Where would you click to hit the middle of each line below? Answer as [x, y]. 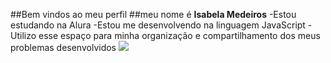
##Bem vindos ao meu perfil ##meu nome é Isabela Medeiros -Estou [153, 14]
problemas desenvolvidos [63, 47]
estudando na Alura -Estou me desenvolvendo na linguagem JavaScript [158, 25]
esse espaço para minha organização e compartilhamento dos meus [179, 35]
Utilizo [23, 35]
